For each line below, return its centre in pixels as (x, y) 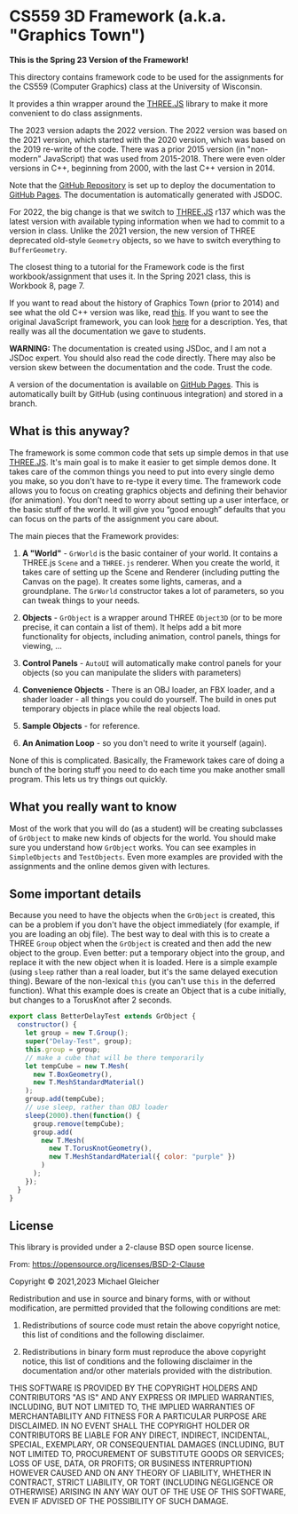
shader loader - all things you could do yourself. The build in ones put (149, 699)
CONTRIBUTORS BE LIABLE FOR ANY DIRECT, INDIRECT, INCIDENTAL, (140, 1435)
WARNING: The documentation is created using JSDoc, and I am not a (138, 348)
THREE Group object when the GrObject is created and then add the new (141, 944)
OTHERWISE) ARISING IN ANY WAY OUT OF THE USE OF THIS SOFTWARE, (148, 1492)
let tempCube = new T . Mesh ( (77, 1066)
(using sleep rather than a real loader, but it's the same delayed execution (143, 972)
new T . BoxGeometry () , (73, 1074)
